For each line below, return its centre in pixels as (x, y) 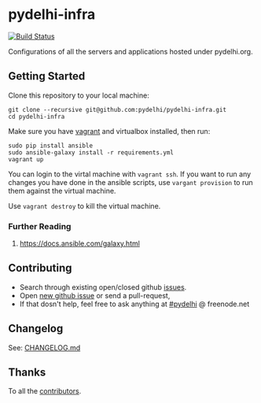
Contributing (40, 268)
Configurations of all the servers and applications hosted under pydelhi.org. (130, 51)
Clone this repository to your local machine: (79, 95)
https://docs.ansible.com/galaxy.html (79, 244)
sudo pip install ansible (50, 146)
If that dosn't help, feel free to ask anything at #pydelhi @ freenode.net (134, 304)
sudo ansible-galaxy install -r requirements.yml (91, 152)
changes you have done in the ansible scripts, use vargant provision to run (130, 182)
